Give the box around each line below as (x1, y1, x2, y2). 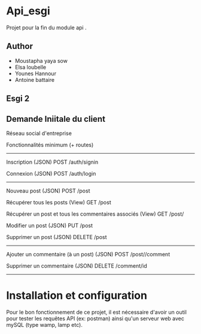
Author (6, 41, 33, 51)
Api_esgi (6, 4, 51, 18)
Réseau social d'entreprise (6, 130, 72, 137)
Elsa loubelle (14, 63, 47, 71)
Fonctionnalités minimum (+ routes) (6, 141, 94, 148)
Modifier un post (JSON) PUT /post (6, 222, 93, 229)
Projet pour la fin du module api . (6, 24, 87, 31)
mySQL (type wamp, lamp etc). (6, 321, 83, 328)
